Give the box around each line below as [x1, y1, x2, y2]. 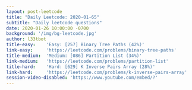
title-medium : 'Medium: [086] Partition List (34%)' [6, 53, 143, 59]
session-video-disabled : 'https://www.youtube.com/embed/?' [6, 75, 159, 81]
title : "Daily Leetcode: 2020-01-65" [6, 14, 100, 20]
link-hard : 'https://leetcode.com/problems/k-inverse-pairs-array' [6, 69, 187, 75]
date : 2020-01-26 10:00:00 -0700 [6, 25, 89, 31]
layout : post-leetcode [6, 8, 62, 15]
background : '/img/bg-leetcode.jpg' [6, 31, 97, 37]
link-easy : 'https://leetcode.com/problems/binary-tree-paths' [6, 47, 177, 53]
